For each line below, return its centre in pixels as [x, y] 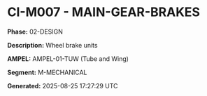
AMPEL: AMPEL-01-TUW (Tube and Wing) [68, 59]
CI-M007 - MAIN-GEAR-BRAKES [104, 12]
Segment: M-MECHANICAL [47, 72]
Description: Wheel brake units [52, 45]
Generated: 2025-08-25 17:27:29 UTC [63, 85]
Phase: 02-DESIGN [35, 32]
